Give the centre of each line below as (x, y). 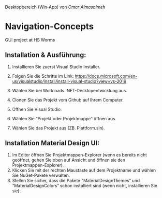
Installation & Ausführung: (45, 55)
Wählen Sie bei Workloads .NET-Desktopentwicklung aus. (69, 90)
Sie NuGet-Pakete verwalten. (41, 175)
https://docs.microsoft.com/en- (106, 76)
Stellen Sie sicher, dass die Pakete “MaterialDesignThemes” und (76, 180)
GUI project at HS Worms (30, 40)
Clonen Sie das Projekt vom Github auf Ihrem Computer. (68, 100)
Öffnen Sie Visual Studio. (37, 109)
